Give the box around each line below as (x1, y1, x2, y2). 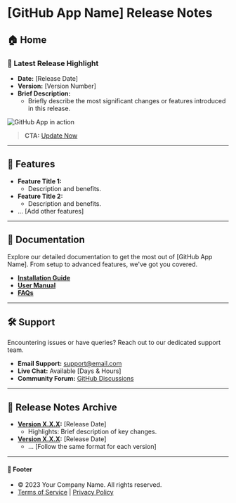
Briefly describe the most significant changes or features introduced (27, 96, 226, 105)
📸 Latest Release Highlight (7, 58, 99, 68)
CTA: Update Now (24, 131, 78, 140)
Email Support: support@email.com (17, 360, 122, 368)
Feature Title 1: (17, 177, 62, 185)
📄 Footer (7, 465, 33, 473)
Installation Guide (17, 273, 71, 282)
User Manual (17, 281, 56, 289)
